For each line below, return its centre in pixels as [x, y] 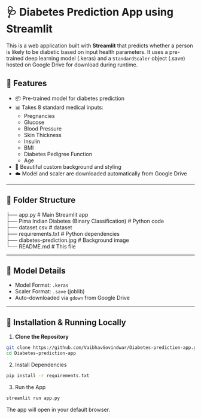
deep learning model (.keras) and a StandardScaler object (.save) [105, 58]
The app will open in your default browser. [58, 409]
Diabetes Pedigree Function [58, 154]
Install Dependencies [41, 365]
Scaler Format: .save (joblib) [50, 292]
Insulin [32, 141]
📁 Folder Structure [41, 200]
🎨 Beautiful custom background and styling [68, 166]
